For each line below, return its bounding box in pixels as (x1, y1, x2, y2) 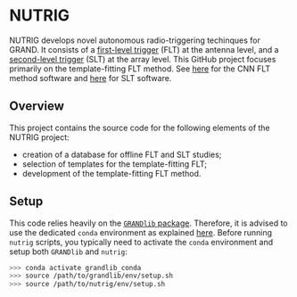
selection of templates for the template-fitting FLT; (21, 158, 208, 169)
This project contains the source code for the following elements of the (9, 122, 270, 133)
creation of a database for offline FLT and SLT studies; (21, 149, 222, 160)
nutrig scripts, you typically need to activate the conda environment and (9, 236, 274, 247)
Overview (9, 99, 65, 114)
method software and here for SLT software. (9, 72, 172, 83)
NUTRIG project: (9, 131, 70, 143)
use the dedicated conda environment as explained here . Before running (9, 227, 273, 237)
